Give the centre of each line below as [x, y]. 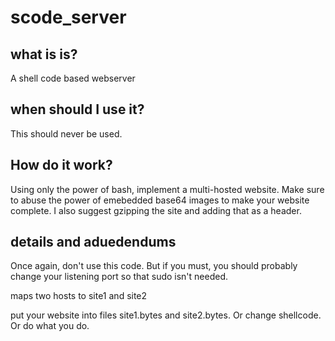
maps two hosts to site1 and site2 [79, 296]
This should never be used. [66, 133]
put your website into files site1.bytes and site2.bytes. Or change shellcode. [166, 315]
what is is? [44, 54]
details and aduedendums [93, 242]
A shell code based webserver [73, 78]
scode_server [68, 17]
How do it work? [61, 165]
